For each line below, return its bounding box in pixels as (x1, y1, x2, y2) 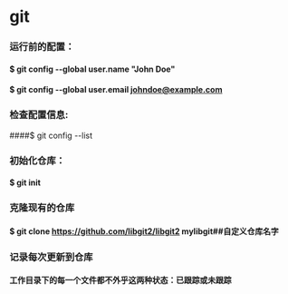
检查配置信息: (9, 109, 69, 122)
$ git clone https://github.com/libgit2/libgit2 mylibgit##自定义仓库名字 (9, 225, 279, 237)
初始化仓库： (9, 154, 66, 167)
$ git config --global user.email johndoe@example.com (9, 84, 223, 95)
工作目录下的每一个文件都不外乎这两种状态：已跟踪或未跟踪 (9, 275, 232, 286)
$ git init (9, 177, 41, 188)
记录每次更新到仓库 (9, 250, 93, 263)
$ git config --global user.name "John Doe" (9, 64, 176, 74)
